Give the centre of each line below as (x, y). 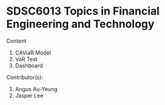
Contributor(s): (25, 77)
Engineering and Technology (80, 24)
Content (16, 41)
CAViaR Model (33, 52)
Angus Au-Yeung (36, 89)
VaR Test (26, 59)
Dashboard (29, 66)
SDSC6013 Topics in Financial (83, 11)
